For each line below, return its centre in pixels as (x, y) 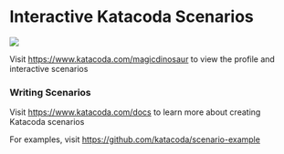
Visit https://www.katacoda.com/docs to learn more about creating (135, 112)
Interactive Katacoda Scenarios (131, 17)
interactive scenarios (49, 68)
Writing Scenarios (50, 92)
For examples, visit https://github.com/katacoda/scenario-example (135, 139)
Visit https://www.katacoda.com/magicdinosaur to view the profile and (142, 59)
